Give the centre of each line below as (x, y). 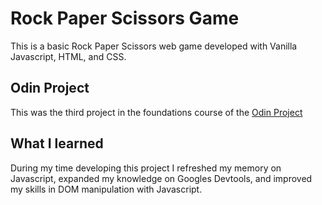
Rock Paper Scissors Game (125, 18)
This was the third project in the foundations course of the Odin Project (156, 112)
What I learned (57, 143)
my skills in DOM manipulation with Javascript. (106, 189)
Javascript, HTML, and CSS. (68, 56)
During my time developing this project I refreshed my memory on (146, 168)
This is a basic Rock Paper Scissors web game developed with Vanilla (154, 46)
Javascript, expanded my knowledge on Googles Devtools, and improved (161, 178)
